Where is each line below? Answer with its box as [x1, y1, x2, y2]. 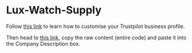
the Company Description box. [6, 40, 81, 47]
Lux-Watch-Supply [6, 3, 102, 17]
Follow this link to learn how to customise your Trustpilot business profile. [6, 23, 185, 30]
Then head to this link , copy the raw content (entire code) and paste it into [6, 34, 187, 41]
